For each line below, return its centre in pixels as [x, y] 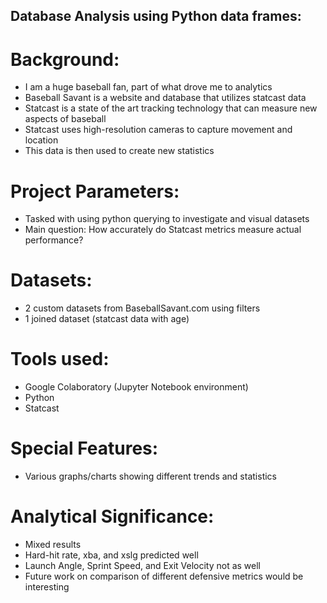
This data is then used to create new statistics [119, 151]
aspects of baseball [65, 119]
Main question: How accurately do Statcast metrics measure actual [163, 230]
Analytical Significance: [112, 516]
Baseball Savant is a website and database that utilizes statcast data [165, 98]
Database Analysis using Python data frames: [156, 16]
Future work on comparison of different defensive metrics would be [164, 576]
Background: [65, 59]
